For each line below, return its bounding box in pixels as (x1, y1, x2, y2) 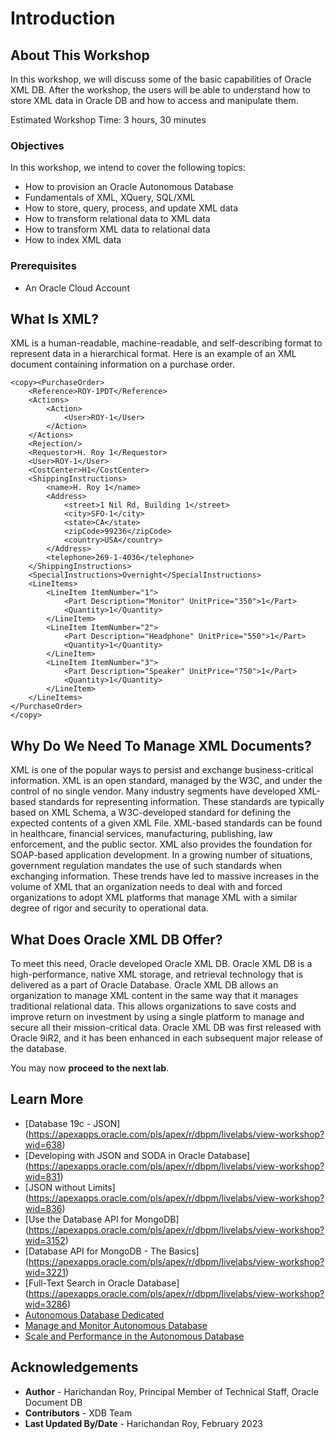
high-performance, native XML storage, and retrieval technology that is (10, 968, 304, 981)
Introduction (10, 7, 116, 30)
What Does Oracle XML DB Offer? (10, 931, 223, 948)
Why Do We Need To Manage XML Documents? (10, 737, 312, 754)
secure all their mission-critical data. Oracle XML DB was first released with (10, 1022, 322, 1034)
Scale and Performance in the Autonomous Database (24, 1330, 245, 1342)
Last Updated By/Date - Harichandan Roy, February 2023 (24, 1417, 263, 1429)
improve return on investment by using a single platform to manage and (10, 1011, 305, 1023)
